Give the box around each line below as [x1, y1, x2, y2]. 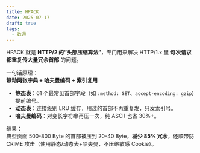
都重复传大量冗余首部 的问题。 [6, 56, 82, 63]
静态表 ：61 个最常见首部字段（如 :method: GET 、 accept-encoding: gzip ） [14, 90, 195, 97]
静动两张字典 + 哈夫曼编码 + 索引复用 [6, 77, 98, 84]
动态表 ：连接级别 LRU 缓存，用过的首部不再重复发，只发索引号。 [14, 105, 177, 112]
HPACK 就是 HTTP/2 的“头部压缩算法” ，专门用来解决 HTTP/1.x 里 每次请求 [6, 49, 192, 56]
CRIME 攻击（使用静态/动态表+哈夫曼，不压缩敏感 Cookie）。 [6, 140, 157, 148]
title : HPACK [6, 8, 39, 15]
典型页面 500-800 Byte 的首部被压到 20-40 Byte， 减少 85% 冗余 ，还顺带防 [6, 132, 195, 140]
